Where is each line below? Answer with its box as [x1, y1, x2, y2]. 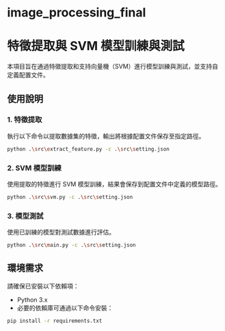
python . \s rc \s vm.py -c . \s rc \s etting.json [7, 193, 133, 200]
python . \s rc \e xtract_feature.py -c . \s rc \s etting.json [7, 145, 170, 152]
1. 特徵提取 [7, 115, 42, 125]
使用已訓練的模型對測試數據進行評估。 [7, 228, 115, 236]
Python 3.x [16, 295, 48, 304]
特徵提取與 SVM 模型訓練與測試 [7, 38, 185, 54]
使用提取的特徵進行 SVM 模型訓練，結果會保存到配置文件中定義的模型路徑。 [7, 180, 222, 188]
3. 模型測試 [7, 211, 44, 221]
